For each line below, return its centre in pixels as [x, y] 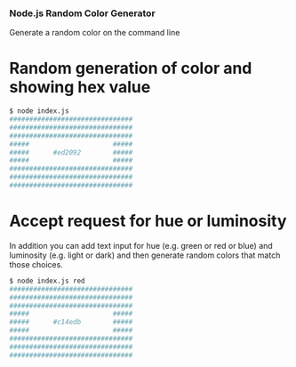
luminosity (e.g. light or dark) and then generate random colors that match [145, 255]
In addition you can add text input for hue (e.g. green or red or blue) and [141, 245]
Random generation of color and [131, 68]
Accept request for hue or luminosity [148, 221]
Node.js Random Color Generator [82, 13]
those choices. [36, 264]
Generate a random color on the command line [95, 33]
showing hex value [80, 88]
